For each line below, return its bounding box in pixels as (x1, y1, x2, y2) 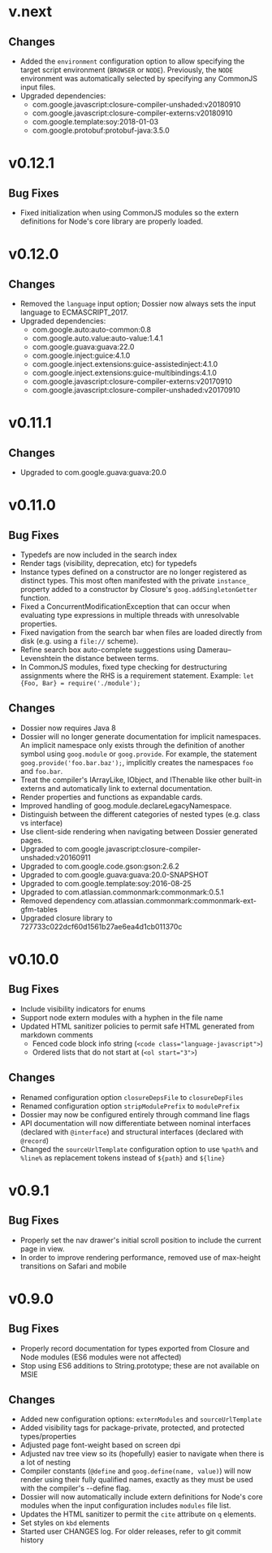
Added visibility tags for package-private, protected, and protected (19, 1423, 245, 1433)
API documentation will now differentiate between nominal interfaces (19, 1118, 252, 1128)
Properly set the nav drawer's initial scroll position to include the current (19, 1235, 261, 1245)
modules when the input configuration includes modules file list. (19, 1501, 231, 1511)
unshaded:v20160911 (19, 852, 91, 862)
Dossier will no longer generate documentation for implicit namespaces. (19, 731, 261, 742)
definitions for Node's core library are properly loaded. (19, 216, 204, 226)
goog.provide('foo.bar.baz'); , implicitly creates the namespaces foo (19, 757, 254, 767)
